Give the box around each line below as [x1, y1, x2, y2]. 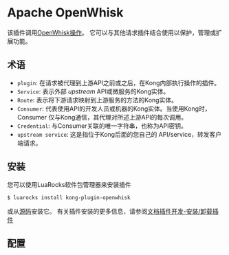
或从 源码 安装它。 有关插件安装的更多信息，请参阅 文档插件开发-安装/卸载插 [7, 207, 219, 215]
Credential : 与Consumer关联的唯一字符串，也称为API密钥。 [17, 122, 187, 130]
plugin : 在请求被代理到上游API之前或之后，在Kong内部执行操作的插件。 [17, 78, 221, 87]
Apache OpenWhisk [7, 5, 124, 21]
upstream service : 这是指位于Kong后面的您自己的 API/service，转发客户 [17, 130, 222, 138]
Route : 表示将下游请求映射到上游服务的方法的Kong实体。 [17, 96, 177, 104]
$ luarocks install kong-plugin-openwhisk [7, 194, 131, 201]
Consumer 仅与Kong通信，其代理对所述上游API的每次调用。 [17, 113, 188, 121]
